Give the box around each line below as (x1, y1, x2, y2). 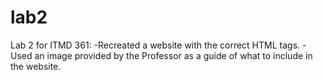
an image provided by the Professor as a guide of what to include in (34, 49, 313, 61)
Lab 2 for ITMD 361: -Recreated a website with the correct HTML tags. (10, 39, 301, 51)
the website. (10, 60, 62, 72)
